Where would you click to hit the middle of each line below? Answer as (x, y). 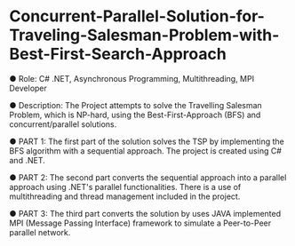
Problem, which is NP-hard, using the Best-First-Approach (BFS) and (135, 115)
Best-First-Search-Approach (118, 54)
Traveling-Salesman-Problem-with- (144, 35)
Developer (28, 88)
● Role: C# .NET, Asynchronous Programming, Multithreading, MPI (132, 78)
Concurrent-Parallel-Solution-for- (137, 16)
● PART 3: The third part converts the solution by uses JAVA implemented (145, 213)
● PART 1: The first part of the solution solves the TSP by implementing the (147, 141)
